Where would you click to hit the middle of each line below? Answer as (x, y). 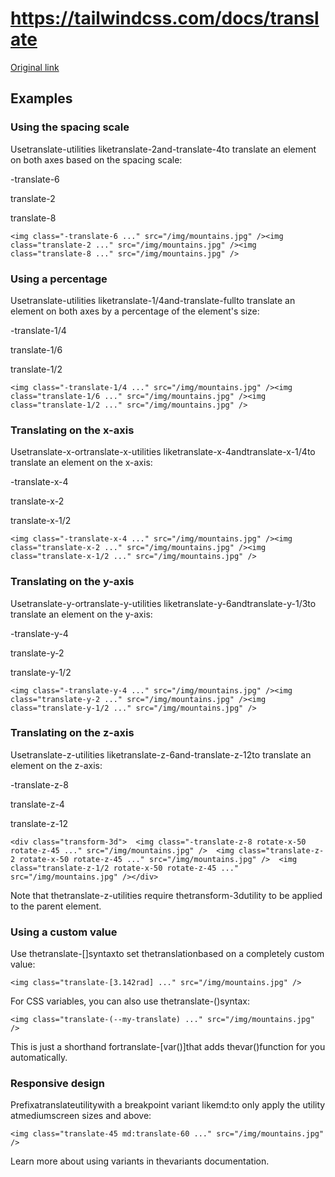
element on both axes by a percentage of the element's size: (135, 311)
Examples (41, 98)
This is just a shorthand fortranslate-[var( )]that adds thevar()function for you (168, 1047)
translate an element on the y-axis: (81, 614)
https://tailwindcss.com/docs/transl (165, 18)
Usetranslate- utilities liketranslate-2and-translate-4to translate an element (163, 149)
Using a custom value (64, 932)
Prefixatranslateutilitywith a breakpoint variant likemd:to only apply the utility (168, 1105)
